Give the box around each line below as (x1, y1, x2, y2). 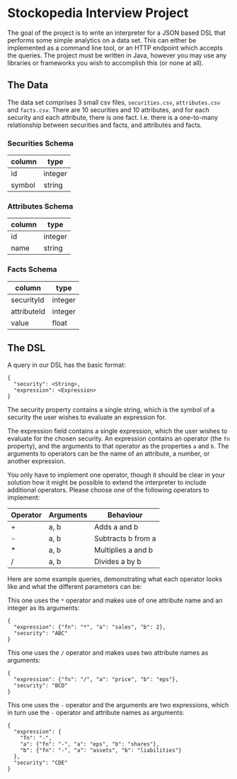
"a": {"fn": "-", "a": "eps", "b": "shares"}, (20, 741, 160, 748)
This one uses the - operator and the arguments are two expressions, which (7, 701, 229, 709)
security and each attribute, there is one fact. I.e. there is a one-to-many (7, 113, 218, 121)
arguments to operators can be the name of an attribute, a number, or (7, 449, 210, 458)
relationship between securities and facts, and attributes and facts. (7, 121, 202, 129)
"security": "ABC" (13, 630, 69, 637)
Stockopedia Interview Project (7, 5, 189, 21)
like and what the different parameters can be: (7, 582, 142, 591)
